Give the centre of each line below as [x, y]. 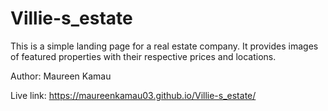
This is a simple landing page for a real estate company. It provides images [164, 46]
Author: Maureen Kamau [61, 76]
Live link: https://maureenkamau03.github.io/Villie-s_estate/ [133, 95]
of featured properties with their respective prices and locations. [143, 56]
